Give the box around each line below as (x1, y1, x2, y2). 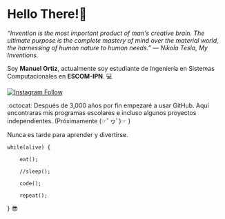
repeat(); (19, 192, 48, 199)
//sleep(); (19, 168, 51, 175)
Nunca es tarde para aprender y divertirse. (7, 130, 129, 138)
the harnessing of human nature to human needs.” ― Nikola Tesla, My (7, 43, 208, 52)
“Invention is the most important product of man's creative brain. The (7, 29, 205, 37)
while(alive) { (7, 144, 51, 151)
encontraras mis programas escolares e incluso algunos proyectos (7, 108, 197, 116)
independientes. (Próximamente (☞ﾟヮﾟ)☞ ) (7, 116, 131, 125)
